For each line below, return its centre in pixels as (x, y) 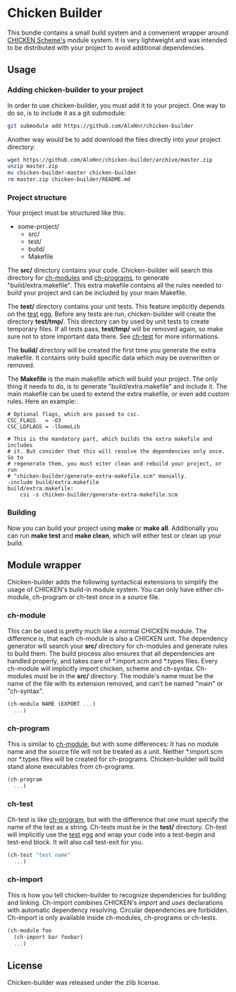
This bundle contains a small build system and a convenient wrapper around (118, 33)
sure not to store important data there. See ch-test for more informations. (113, 336)
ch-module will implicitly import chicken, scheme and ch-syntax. (101, 668)
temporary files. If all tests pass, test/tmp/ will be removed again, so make (115, 329)
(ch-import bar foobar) (48, 937)
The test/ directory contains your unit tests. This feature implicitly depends (116, 307)
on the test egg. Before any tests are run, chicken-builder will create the (112, 314)
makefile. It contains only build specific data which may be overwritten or (113, 358)
